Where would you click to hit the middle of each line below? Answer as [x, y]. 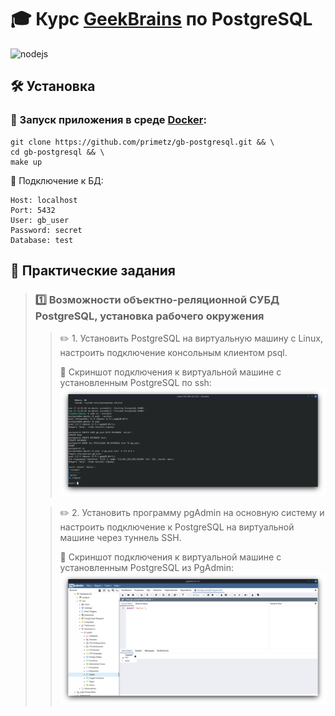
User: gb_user [40, 220]
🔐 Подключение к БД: [57, 180]
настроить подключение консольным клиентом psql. [173, 353]
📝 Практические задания [93, 271]
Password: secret [46, 230]
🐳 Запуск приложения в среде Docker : [108, 120]
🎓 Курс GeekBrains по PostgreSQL [161, 19]
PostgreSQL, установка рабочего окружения [149, 316]
